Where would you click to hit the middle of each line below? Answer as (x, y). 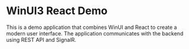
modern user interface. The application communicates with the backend (95, 33)
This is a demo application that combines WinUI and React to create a (92, 27)
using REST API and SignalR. (41, 40)
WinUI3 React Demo (57, 11)
